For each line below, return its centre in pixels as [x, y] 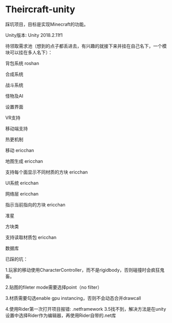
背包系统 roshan [22, 63]
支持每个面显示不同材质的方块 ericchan [47, 172]
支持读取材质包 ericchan [31, 237]
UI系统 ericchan [22, 183]
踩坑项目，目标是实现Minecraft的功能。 [47, 24]
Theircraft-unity [40, 9]
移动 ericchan [20, 150]
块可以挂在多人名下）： [29, 52]
